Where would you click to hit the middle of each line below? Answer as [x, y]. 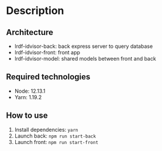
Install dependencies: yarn [46, 129]
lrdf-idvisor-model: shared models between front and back [85, 59]
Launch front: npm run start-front [56, 142]
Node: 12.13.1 [30, 91]
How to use [27, 116]
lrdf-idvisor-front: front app [47, 52]
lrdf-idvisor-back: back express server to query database [84, 46]
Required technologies [48, 77]
